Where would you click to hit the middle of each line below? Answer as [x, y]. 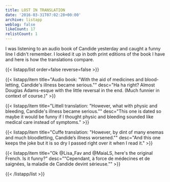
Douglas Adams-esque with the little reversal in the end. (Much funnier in [82, 90]
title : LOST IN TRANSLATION [35, 10]
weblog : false [20, 24]
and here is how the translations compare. [50, 59]
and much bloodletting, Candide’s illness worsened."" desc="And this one [83, 138]
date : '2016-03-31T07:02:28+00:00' [43, 15]
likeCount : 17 [20, 29]
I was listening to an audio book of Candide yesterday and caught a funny [83, 49]
